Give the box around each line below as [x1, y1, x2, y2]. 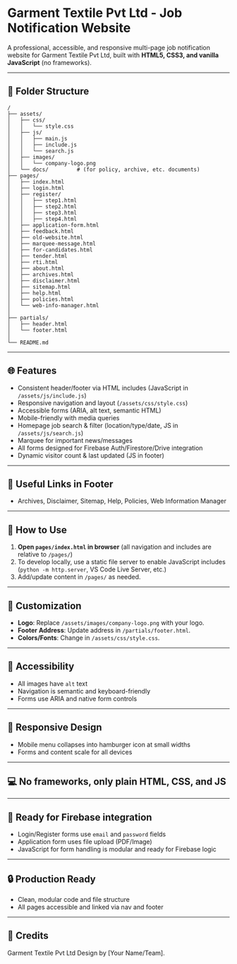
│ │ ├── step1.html [7, 196, 78, 204]
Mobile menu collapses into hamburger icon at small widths [17, 740, 190, 749]
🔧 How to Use [7, 524, 67, 536]
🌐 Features [7, 365, 57, 377]
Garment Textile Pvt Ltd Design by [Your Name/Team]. [7, 948, 166, 957]
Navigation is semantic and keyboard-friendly [17, 686, 151, 695]
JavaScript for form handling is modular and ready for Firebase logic [17, 845, 217, 854]
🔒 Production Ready [7, 873, 97, 885]
